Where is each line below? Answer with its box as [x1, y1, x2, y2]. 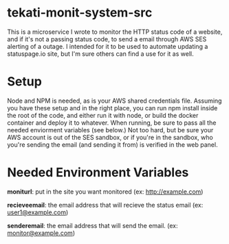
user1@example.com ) [7, 208, 69, 216]
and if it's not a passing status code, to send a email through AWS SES [7, 34, 207, 43]
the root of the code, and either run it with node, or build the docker [7, 111, 199, 119]
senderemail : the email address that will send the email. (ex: [7, 221, 178, 230]
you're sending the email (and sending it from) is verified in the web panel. [7, 140, 218, 149]
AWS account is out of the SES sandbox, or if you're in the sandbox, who [7, 133, 213, 141]
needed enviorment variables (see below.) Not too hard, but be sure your [7, 125, 214, 134]
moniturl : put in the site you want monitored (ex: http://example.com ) [7, 187, 204, 196]
